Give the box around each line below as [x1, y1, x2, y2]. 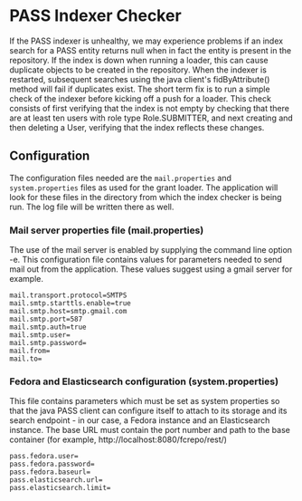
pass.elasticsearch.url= [9, 476, 103, 485]
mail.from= [9, 346, 51, 356]
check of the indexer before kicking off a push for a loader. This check [9, 92, 271, 104]
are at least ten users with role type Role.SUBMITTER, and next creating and [9, 112, 294, 123]
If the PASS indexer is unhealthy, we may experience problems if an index [9, 35, 283, 46]
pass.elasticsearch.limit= [9, 484, 111, 493]
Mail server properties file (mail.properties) [9, 224, 204, 236]
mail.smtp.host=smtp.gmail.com [9, 307, 127, 316]
